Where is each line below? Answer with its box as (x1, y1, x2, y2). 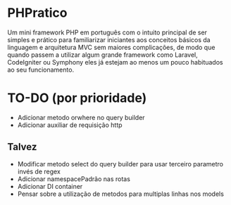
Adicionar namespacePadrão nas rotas (17, 174, 130, 183)
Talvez (7, 141, 37, 153)
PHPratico (7, 5, 68, 21)
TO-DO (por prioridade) (7, 90, 147, 106)
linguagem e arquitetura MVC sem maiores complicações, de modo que (7, 43, 216, 51)
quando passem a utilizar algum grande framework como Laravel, (7, 51, 199, 59)
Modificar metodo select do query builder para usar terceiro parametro (17, 159, 224, 168)
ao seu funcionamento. (7, 65, 75, 74)
